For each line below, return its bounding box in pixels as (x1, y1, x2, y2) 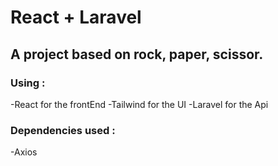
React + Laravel (10, 6, 142, 29)
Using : (10, 76, 46, 90)
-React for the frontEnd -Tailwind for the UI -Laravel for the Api (10, 98, 269, 110)
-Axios (10, 146, 38, 158)
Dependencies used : (10, 123, 116, 137)
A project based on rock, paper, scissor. (10, 46, 264, 63)
